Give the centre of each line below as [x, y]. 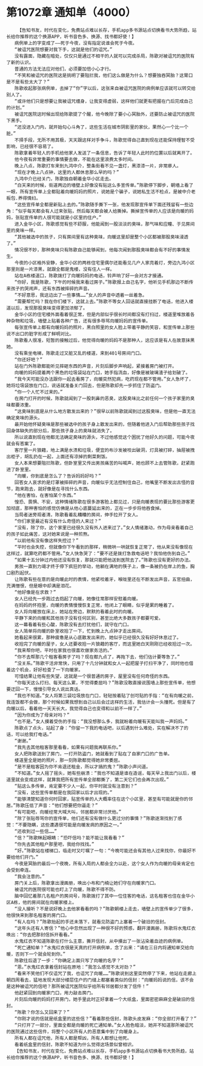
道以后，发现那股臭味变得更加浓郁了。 [47, 308]
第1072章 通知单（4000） [71, 12]
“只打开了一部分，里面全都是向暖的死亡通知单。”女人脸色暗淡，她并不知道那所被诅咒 [104, 1025]
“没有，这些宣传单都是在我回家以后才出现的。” [63, 792]
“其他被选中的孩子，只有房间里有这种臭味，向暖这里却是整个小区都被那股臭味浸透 [101, 237]
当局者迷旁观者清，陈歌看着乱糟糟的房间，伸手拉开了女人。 [78, 514]
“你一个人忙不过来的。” [38, 392]
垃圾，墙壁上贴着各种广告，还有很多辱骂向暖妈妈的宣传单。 [87, 321]
